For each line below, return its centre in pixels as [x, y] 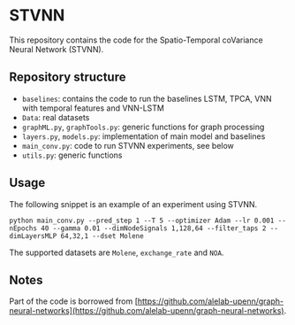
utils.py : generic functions [72, 155]
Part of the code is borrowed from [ [74, 301]
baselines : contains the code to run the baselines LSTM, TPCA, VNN [147, 98]
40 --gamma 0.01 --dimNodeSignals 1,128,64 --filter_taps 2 [154, 228]
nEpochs [23, 228]
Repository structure [68, 77]
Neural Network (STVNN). [57, 49]
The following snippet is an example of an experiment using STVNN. [133, 204]
